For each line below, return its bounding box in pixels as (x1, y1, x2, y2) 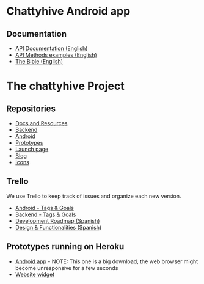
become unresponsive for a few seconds (15, 264, 118, 271)
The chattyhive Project (6, 79, 125, 93)
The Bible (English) (15, 58, 63, 65)
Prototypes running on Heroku (6, 241, 125, 252)
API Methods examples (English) (15, 51, 98, 59)
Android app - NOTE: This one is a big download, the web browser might (15, 258, 199, 265)
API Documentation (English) (15, 45, 88, 52)
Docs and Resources (15, 120, 68, 126)
